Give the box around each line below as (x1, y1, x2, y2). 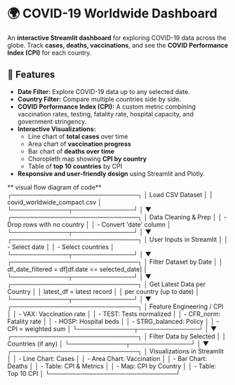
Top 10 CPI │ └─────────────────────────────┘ (7, 369, 181, 377)
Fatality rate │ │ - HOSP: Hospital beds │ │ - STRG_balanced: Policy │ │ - (7, 317, 220, 325)
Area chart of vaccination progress (27, 140, 132, 148)
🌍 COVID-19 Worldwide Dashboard (7, 6, 217, 22)
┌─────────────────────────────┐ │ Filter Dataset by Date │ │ (7, 257, 223, 266)
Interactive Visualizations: (17, 124, 96, 133)
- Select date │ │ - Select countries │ (7, 243, 115, 251)
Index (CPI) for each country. (7, 48, 92, 57)
